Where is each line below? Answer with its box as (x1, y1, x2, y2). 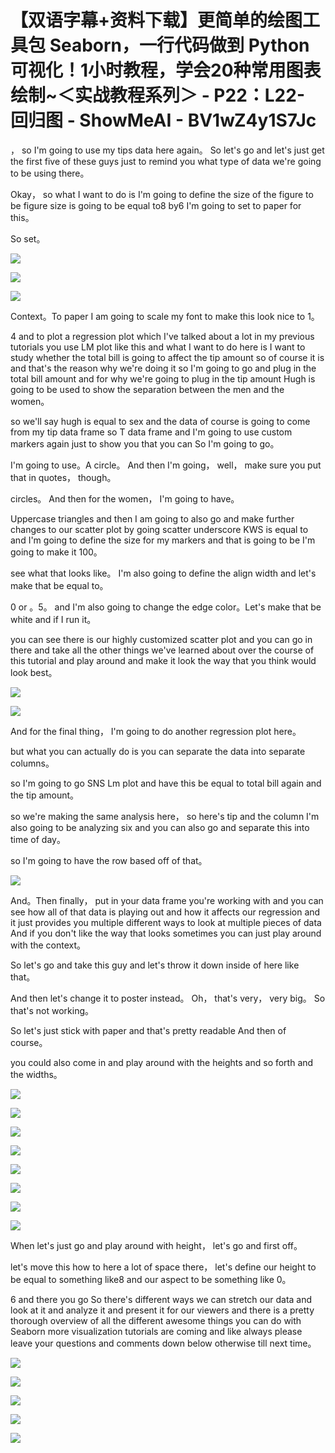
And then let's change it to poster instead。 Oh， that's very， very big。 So (10, 992, 326, 1004)
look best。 (10, 666, 58, 678)
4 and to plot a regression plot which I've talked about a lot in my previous (10, 330, 315, 342)
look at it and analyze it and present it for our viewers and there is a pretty (10, 1304, 315, 1316)
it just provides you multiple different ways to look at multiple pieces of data (10, 916, 322, 928)
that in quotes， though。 (10, 471, 117, 483)
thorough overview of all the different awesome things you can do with (10, 1314, 302, 1326)
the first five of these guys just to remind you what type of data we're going (10, 155, 322, 167)
